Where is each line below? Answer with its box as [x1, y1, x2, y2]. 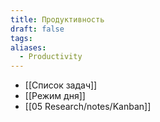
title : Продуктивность [10, 14, 105, 25]
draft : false [10, 24, 65, 34]
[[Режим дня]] [24, 90, 86, 102]
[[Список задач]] [24, 79, 98, 91]
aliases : [10, 42, 47, 53]
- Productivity [19, 52, 83, 62]
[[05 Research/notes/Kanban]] [24, 101, 152, 113]
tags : [10, 33, 33, 43]
